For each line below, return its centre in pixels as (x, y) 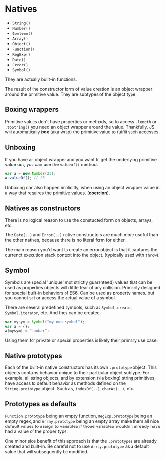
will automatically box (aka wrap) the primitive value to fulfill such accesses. (82, 132)
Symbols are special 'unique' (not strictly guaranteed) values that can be (79, 282)
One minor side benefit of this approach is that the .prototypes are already (81, 441)
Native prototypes (34, 356)
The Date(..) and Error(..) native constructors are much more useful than (82, 235)
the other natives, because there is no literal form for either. (65, 240)
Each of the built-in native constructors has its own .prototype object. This (81, 367)
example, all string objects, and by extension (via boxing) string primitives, (81, 378)
